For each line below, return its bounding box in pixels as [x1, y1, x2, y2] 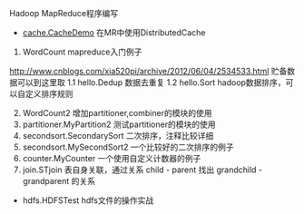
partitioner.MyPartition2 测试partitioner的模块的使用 [22, 119, 216, 130]
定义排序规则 [25, 89, 74, 99]
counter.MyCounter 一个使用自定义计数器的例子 [22, 153, 201, 163]
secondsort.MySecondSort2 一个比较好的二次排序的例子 [22, 141, 234, 152]
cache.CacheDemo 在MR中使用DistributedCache [22, 27, 206, 38]
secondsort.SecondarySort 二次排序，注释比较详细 [22, 131, 214, 141]
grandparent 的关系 [22, 176, 95, 186]
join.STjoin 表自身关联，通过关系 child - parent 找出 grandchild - [22, 164, 263, 175]
